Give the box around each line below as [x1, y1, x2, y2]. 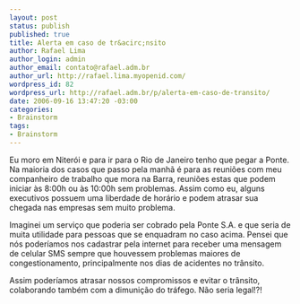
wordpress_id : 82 [9, 80, 74, 89]
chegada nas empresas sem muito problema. [9, 202, 176, 213]
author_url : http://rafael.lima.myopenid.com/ [9, 72, 186, 81]
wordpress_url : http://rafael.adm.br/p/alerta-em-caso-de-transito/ [9, 88, 270, 97]
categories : [9, 105, 54, 114]
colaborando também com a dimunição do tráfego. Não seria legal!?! [9, 284, 262, 295]
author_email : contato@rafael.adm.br [9, 64, 150, 73]
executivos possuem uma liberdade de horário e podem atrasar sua [9, 192, 259, 203]
